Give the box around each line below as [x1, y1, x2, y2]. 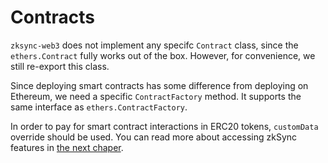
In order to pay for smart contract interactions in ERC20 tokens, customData [10, 120, 319, 132]
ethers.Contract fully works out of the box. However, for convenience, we [10, 49, 316, 61]
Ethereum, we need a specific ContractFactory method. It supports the [10, 90, 302, 102]
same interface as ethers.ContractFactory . [10, 101, 188, 113]
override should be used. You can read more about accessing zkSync [10, 131, 298, 143]
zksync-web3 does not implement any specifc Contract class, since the [10, 39, 299, 51]
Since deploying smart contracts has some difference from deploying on [10, 79, 309, 91]
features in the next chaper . [10, 141, 124, 153]
